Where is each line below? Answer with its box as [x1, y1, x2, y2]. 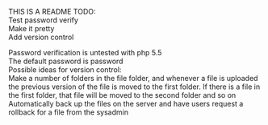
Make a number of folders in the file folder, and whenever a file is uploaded [8, 74, 258, 83]
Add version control [8, 32, 74, 42]
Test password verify [8, 15, 79, 25]
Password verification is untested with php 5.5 [8, 48, 162, 57]
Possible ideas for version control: [8, 65, 122, 75]
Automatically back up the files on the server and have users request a [8, 99, 244, 108]
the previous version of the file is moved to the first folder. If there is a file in [8, 82, 261, 91]
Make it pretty [8, 24, 55, 33]
